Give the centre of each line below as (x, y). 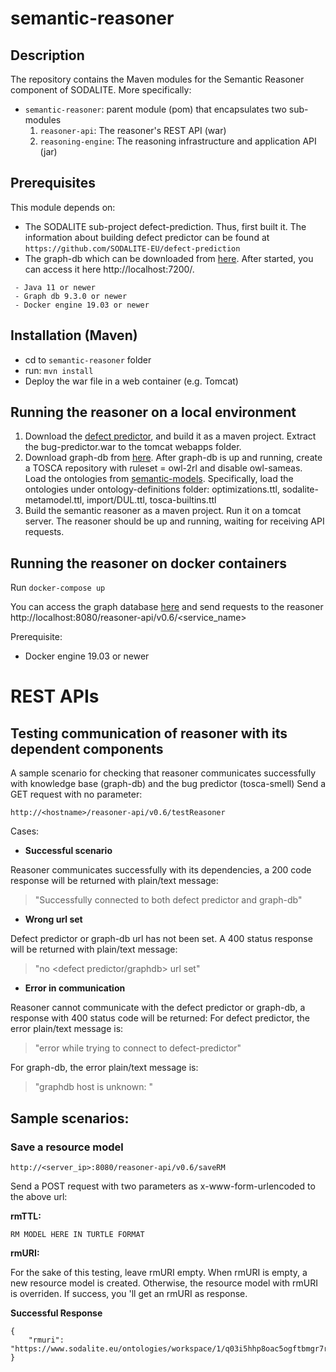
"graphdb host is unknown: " (93, 1087)
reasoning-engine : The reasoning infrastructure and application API (178, 141)
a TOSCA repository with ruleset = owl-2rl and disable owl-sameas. (163, 468)
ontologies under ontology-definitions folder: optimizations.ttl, (152, 489)
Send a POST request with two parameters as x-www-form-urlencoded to (163, 1186)
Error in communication (75, 988)
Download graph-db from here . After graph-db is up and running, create (173, 458)
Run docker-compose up (58, 588)
